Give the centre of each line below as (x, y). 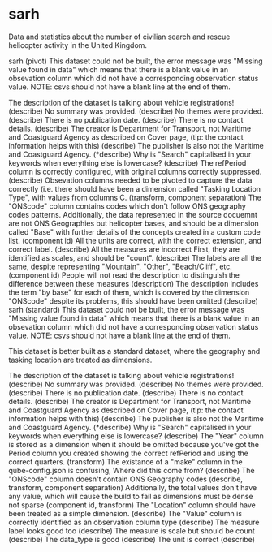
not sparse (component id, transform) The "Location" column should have (132, 505)
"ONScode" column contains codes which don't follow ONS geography (127, 206)
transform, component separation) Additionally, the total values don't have (133, 487)
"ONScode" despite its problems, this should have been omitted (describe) (133, 300)
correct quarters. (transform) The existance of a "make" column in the (125, 461)
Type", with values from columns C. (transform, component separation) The (135, 197)
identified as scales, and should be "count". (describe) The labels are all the (135, 257)
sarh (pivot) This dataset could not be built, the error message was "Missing (136, 61)
